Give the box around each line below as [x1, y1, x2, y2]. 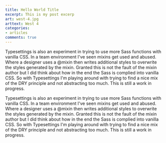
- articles [5, 30, 28, 35]
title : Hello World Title [5, 7, 59, 12]
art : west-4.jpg [5, 16, 39, 21]
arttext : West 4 [5, 21, 39, 26]
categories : [5, 26, 30, 31]
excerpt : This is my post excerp [5, 12, 75, 17]
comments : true [5, 35, 37, 40]
